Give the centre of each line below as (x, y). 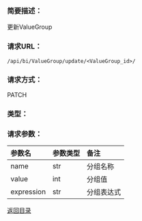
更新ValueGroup (30, 27)
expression (28, 192)
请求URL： (25, 47)
